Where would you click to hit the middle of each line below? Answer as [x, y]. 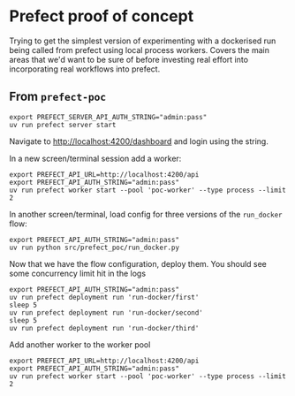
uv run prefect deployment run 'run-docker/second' [106, 312]
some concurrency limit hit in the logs [78, 273]
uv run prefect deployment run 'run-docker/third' [104, 328]
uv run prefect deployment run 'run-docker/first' [104, 297]
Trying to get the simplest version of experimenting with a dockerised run [143, 41]
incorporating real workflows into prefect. [85, 69]
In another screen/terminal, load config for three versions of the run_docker [146, 214]
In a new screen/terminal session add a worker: [95, 158]
